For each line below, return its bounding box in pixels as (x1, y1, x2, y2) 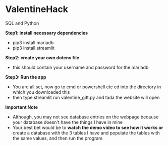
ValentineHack (5, 4, 69, 15)
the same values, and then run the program (12, 135, 102, 141)
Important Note (5, 104, 38, 110)
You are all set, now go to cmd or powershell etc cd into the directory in (12, 84, 161, 90)
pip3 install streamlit (12, 45, 54, 51)
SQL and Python (5, 20, 39, 26)
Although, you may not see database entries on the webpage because (12, 114, 159, 120)
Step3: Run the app (5, 74, 46, 80)
